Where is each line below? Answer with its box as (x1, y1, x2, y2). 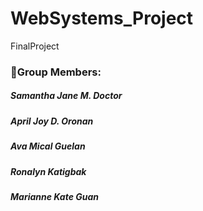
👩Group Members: (10, 65, 102, 79)
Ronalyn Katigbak (10, 165, 87, 177)
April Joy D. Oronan (10, 115, 94, 127)
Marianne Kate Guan (10, 190, 99, 202)
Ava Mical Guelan (10, 140, 86, 152)
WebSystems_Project (10, 7, 194, 30)
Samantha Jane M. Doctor (10, 90, 123, 102)
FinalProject (10, 40, 60, 52)
